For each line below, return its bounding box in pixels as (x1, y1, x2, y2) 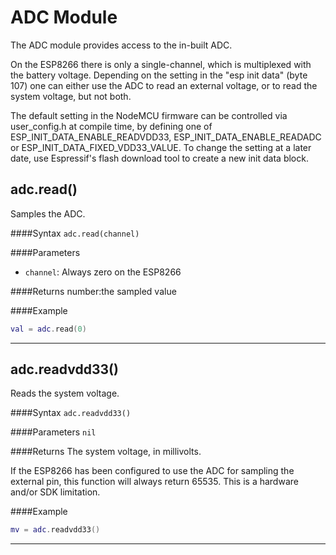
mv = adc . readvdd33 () (10, 525, 101, 535)
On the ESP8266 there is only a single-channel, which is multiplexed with (10, 58, 312, 70)
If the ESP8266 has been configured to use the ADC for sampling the (10, 465, 295, 477)
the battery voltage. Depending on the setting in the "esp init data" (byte (10, 69, 308, 81)
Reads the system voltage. (10, 387, 120, 400)
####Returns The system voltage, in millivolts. (10, 446, 202, 458)
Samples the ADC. (10, 207, 86, 220)
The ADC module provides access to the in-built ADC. (10, 39, 233, 51)
